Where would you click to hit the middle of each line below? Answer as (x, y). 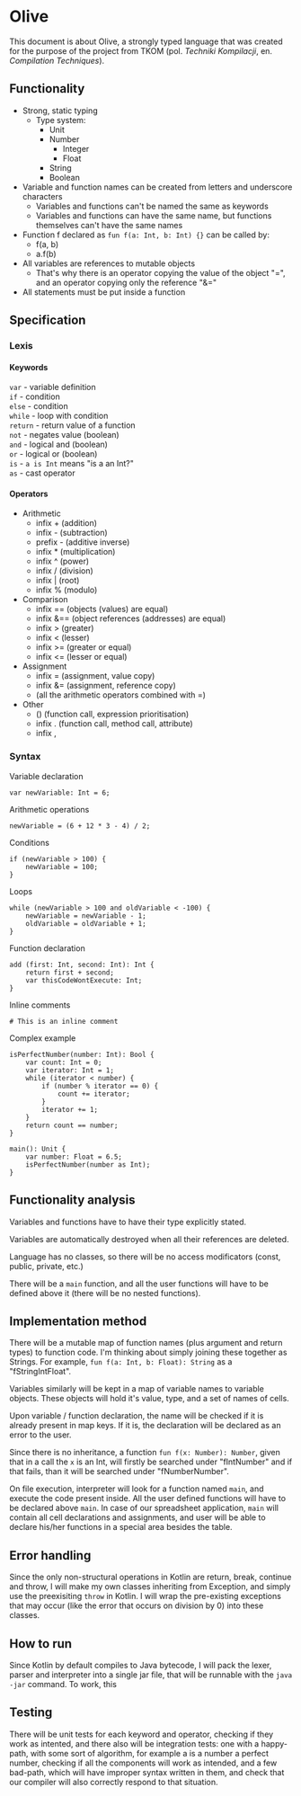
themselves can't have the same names (109, 225)
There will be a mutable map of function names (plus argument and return (146, 1343)
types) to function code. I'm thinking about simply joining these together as (148, 1352)
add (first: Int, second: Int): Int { (82, 965)
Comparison (45, 600)
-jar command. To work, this (63, 1685)
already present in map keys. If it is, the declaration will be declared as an (145, 1426)
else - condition (39, 406)
